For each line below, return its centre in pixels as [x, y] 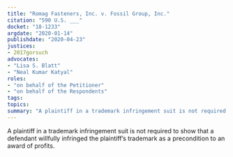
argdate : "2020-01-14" [40, 33]
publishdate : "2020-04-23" [46, 40]
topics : [18, 105]
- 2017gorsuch [28, 53]
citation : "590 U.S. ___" [45, 20]
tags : [15, 98]
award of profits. [31, 145]
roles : [17, 78]
